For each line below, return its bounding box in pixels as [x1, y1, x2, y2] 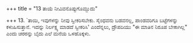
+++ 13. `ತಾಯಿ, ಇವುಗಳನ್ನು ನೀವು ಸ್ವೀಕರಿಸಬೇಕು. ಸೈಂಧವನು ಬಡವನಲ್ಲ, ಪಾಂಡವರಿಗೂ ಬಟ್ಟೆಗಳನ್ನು [6, 17, 178, 24]
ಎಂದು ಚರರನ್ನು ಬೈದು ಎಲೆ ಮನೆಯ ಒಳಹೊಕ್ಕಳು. [6, 30, 91, 37]
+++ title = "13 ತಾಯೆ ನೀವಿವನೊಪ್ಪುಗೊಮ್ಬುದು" [6, 5, 98, 12]
